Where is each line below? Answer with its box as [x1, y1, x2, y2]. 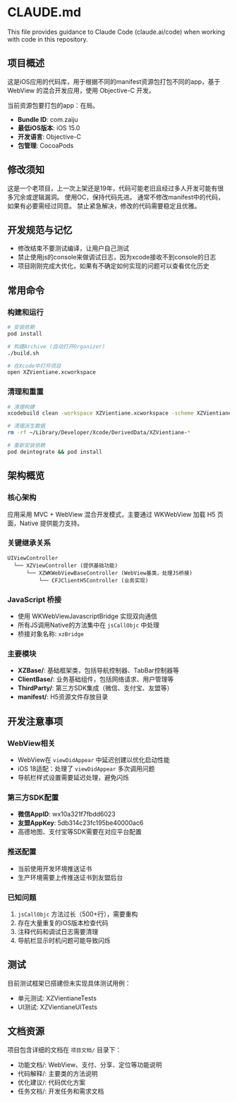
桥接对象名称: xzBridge [17, 630, 85, 638]
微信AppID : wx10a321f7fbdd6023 [17, 810, 116, 819]
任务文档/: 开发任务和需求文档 [17, 1086, 104, 1095]
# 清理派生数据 [7, 422, 46, 430]
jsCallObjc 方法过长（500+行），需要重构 [17, 910, 138, 919]
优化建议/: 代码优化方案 [17, 1078, 86, 1086]
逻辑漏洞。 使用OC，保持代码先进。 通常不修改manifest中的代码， [31, 192, 224, 201]
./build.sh [7, 350, 39, 357]
